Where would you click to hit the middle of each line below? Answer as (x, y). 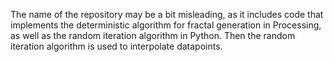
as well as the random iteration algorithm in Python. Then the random (153, 35)
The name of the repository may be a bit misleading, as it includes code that (167, 14)
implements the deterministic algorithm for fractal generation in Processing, (166, 25)
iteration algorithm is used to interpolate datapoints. (116, 46)
